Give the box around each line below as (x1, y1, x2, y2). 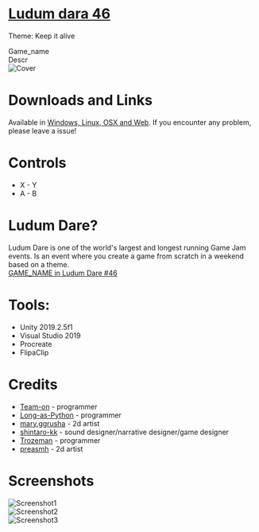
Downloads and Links (8, 91, 153, 110)
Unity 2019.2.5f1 (19, 322, 73, 332)
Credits (8, 375, 58, 394)
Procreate (19, 339, 52, 348)
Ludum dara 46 (8, 5, 111, 23)
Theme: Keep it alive (8, 31, 75, 41)
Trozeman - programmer (19, 435, 101, 445)
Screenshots (8, 472, 95, 490)
